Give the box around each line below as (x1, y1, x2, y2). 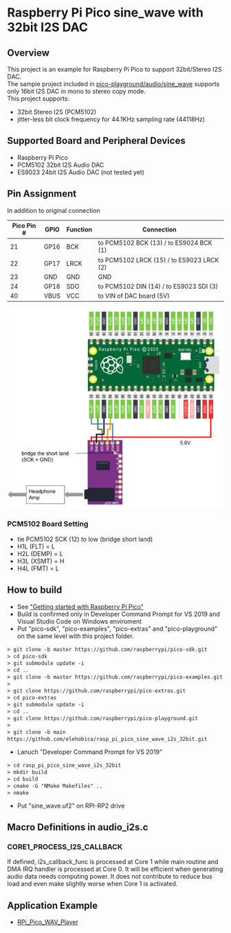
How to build (7, 584, 63, 596)
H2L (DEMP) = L (16, 549, 63, 557)
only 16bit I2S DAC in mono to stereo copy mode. (7, 88, 146, 95)
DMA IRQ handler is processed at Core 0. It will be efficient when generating (7, 865, 223, 873)
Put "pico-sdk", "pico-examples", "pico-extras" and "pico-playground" (16, 624, 218, 633)
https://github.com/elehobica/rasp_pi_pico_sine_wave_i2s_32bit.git (7, 735, 208, 742)
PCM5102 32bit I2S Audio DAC (16, 161, 104, 169)
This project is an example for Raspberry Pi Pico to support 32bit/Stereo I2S (7, 65, 222, 73)
